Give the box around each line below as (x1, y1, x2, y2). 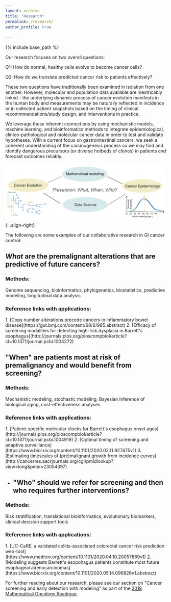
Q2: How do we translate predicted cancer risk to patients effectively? (5, 74, 153, 80)
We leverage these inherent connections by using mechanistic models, (5, 121, 154, 127)
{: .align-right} (5, 222, 35, 228)
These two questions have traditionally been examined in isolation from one (5, 84, 164, 90)
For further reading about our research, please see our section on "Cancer (5, 580, 162, 586)
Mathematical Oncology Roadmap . (5, 590, 78, 596)
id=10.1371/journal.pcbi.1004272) (5, 338, 74, 344)
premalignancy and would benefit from (5, 361, 132, 370)
